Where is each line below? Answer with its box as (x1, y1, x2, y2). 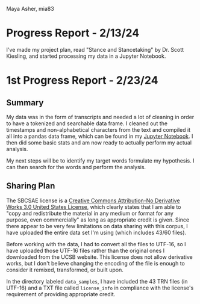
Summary (6, 98, 44, 108)
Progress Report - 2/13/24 (6, 26, 140, 40)
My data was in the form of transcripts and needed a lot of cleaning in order (6, 113, 195, 120)
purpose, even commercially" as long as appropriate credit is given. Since (6, 216, 190, 223)
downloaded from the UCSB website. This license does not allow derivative (6, 253, 193, 261)
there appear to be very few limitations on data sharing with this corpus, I (6, 222, 188, 229)
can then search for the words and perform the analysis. (6, 163, 146, 170)
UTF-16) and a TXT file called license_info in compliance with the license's (6, 284, 194, 291)
